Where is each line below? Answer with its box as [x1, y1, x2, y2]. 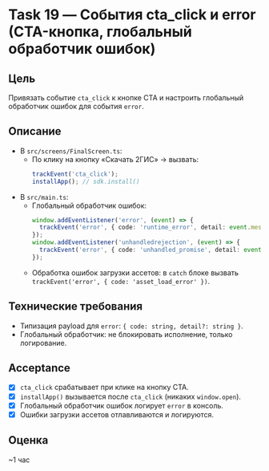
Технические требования [8, 299, 143, 314]
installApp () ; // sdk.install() [31, 177, 140, 185]
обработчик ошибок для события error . [8, 102, 144, 111]
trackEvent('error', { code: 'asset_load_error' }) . [31, 276, 211, 286]
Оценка [8, 433, 49, 447]
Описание [8, 124, 62, 138]
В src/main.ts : [19, 192, 69, 201]
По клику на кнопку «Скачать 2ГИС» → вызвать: [31, 154, 199, 164]
